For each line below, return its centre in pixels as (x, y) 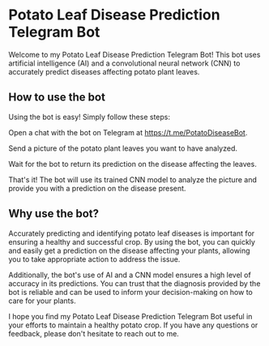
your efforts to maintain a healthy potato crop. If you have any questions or (133, 325)
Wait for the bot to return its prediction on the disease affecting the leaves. (132, 164)
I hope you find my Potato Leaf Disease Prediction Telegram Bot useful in (130, 316)
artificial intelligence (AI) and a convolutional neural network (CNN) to (124, 63)
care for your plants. (42, 301)
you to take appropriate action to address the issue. (94, 259)
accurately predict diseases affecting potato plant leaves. (104, 71)
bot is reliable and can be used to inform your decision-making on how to (130, 292)
